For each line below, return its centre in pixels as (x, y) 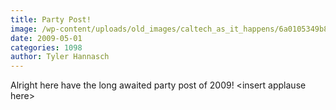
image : (24, 29)
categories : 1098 (46, 47)
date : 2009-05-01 (46, 38)
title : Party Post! (51, 19)
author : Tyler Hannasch (60, 57)
